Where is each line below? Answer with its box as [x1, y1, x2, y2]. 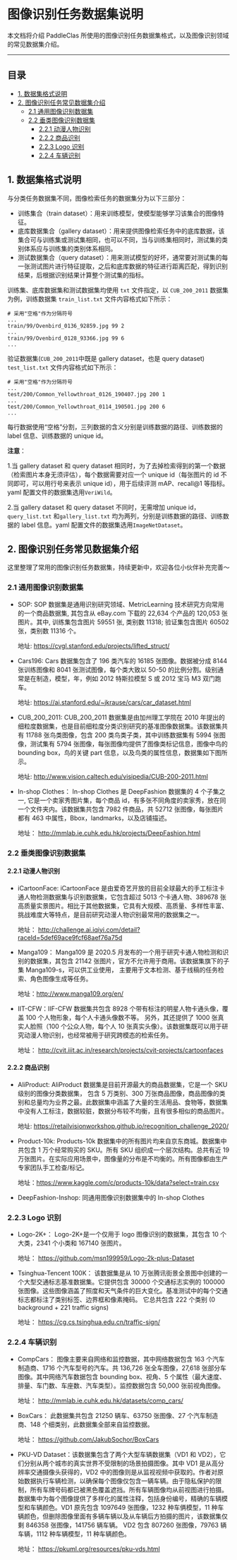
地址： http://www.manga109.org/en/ [17, 989, 124, 998]
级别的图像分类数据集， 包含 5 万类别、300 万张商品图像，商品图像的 [17, 1089, 220, 1097]
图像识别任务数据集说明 [7, 6, 144, 23]
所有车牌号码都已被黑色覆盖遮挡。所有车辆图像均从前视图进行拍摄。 [30, 1485, 228, 1494]
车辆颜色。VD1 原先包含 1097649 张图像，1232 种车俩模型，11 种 [30, 1503, 218, 1511]
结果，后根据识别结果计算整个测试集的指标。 [17, 270, 148, 279]
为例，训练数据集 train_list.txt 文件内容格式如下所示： [7, 294, 173, 303]
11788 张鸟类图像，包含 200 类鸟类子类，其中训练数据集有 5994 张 [25, 730, 220, 739]
